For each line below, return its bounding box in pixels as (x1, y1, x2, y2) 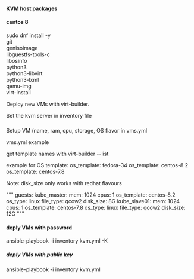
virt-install (6, 88, 31, 96)
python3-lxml (6, 76, 39, 83)
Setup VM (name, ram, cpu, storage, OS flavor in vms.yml (6, 127, 148, 134)
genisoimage (6, 44, 38, 51)
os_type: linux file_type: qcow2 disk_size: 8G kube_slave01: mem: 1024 (6, 198, 180, 205)
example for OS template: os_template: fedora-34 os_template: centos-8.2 (6, 162, 189, 169)
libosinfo (6, 57, 27, 64)
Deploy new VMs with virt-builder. (6, 100, 90, 108)
